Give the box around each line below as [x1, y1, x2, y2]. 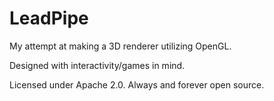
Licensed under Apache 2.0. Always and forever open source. [9, 78, 265, 91]
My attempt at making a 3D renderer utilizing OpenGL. [9, 40, 232, 52]
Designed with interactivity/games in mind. [9, 59, 186, 71]
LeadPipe [9, 7, 89, 30]
